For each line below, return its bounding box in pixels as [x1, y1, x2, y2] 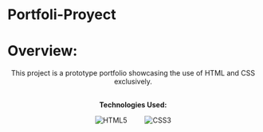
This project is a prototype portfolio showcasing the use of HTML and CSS [10, 68, 256, 78]
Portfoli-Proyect [7, 6, 116, 24]
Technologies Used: [99, 99, 167, 109]
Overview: [7, 42, 78, 60]
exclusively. [113, 77, 153, 87]
